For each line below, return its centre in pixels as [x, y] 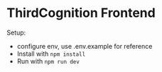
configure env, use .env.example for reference [85, 46]
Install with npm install [51, 54]
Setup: [16, 32]
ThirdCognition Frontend [81, 13]
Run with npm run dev [48, 61]
